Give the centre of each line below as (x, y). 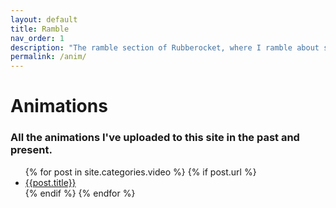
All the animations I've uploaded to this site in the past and (155, 138)
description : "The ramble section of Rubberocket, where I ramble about (165, 47)
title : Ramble (40, 29)
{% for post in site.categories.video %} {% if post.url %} (140, 172)
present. (31, 150)
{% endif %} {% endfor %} (80, 193)
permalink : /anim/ (48, 57)
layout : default (44, 19)
